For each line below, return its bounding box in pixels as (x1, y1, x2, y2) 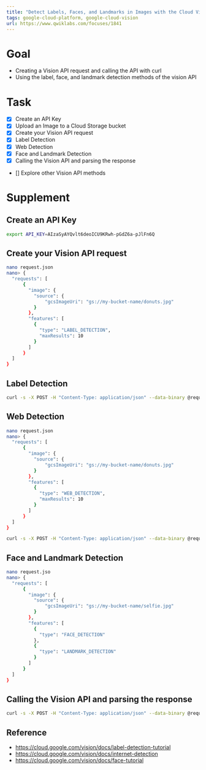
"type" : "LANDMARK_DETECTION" (39, 649, 116, 655)
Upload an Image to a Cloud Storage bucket (15, 122, 126, 129)
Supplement (6, 191, 71, 204)
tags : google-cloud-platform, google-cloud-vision (6, 15, 139, 21)
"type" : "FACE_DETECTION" (39, 631, 105, 638)
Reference (6, 727, 47, 738)
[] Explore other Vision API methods (15, 169, 106, 177)
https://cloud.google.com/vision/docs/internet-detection (15, 750, 158, 758)
